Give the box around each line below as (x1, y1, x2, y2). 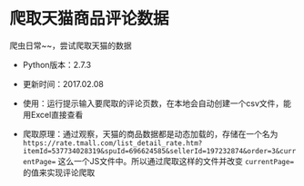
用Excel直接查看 (22, 109, 84, 120)
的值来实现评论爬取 (22, 167, 96, 178)
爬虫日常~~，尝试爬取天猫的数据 (9, 40, 132, 51)
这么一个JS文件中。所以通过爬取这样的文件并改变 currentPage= (57, 155, 294, 166)
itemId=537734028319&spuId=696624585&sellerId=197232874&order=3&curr (22, 146, 297, 155)
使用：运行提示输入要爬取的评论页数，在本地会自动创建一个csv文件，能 (22, 97, 292, 109)
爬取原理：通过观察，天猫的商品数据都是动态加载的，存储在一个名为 (22, 128, 279, 139)
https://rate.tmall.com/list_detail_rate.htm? (22, 138, 203, 148)
